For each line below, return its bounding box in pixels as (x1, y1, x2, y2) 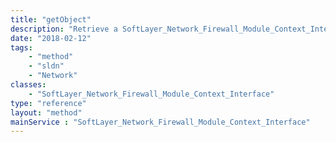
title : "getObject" (10, 14, 92, 25)
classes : (10, 80, 47, 90)
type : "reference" (10, 98, 87, 108)
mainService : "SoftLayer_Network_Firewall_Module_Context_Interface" (10, 117, 311, 127)
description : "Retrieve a (10, 24, 118, 34)
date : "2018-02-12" (10, 33, 92, 43)
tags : (10, 42, 33, 53)
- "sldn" (28, 61, 65, 71)
